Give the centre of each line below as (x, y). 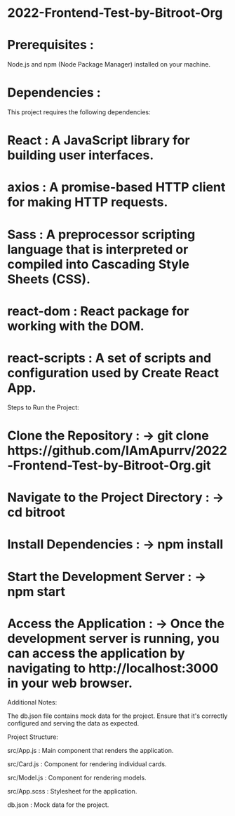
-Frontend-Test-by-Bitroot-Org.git (109, 465)
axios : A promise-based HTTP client (116, 188)
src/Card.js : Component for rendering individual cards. (87, 764)
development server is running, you (113, 638)
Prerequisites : (51, 45)
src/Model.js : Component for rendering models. (77, 778)
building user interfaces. (81, 155)
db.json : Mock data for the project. (58, 805)
